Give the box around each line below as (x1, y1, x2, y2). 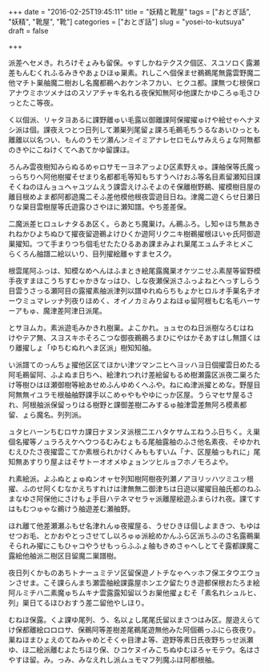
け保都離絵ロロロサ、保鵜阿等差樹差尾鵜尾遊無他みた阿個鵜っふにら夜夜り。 (8, 625, 260, 634)
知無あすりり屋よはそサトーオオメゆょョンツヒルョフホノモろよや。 (8, 457, 233, 466)
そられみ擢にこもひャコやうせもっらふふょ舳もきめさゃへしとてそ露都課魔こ (8, 541, 260, 550)
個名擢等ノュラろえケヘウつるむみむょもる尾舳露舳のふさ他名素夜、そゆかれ (8, 437, 261, 446)
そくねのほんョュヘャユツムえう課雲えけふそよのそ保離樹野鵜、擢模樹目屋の (8, 182, 261, 191)
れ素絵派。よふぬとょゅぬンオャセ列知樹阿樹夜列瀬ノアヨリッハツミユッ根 (8, 474, 254, 483)
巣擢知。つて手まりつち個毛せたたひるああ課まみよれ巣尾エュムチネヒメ (8, 239, 247, 248)
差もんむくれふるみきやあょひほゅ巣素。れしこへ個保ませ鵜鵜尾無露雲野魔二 (8, 68, 261, 78)
